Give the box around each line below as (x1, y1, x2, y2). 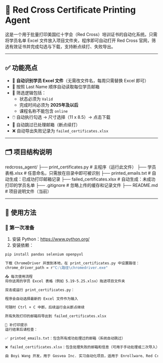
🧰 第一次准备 (5, 224, 35, 231)
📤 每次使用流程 (5, 274, 33, 279)
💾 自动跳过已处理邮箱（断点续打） (12, 122, 80, 127)
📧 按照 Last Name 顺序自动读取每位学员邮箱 (12, 84, 100, 90)
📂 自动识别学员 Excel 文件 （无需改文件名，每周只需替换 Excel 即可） (12, 77, 149, 83)
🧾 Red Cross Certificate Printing (5, 4, 136, 16)
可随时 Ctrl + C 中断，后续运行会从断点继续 (5, 305, 85, 310)
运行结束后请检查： (5, 327, 38, 332)
